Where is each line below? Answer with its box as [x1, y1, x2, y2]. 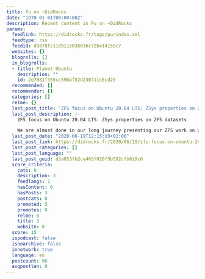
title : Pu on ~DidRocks [6, 9, 67, 15]
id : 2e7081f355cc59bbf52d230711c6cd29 [17, 77, 116, 83]
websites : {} [12, 49, 45, 55]
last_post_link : [12, 139, 53, 145]
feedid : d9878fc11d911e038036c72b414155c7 [12, 43, 121, 49]
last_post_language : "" [12, 150, 72, 156]
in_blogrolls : [12, 60, 48, 66]
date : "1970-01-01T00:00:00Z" [6, 15, 84, 21]
